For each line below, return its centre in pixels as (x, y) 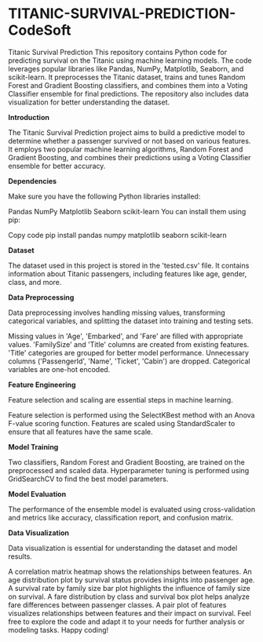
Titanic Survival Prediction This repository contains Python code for (118, 52)
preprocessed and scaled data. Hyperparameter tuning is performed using (129, 470)
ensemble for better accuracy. (57, 166)
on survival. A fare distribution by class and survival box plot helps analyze (129, 596)
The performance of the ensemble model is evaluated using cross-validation (132, 509)
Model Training (33, 447)
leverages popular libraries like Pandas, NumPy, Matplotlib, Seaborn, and (126, 68)
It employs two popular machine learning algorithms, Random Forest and (126, 149)
